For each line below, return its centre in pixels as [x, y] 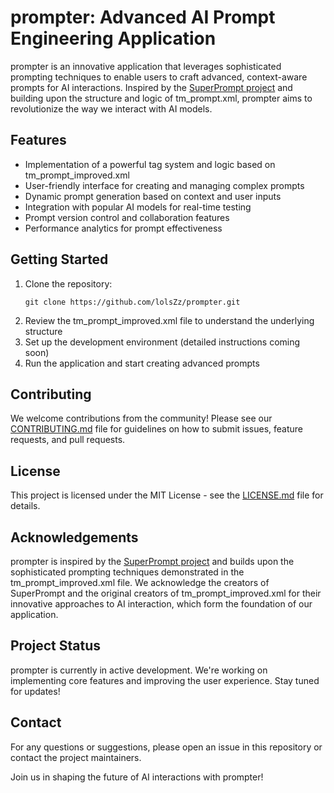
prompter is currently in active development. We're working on [139, 670]
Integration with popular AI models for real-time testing [138, 207]
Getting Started [59, 259]
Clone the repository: [68, 283]
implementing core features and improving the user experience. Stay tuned [165, 680]
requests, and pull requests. [68, 440]
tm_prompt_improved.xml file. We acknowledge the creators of [140, 582]
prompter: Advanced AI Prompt [143, 17]
